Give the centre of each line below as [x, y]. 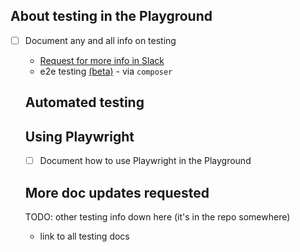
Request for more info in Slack [102, 60]
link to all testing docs [84, 236]
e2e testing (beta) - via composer [106, 71]
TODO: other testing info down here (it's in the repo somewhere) [157, 216]
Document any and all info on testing [100, 40]
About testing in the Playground [111, 16]
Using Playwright [79, 136]
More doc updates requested [117, 192]
